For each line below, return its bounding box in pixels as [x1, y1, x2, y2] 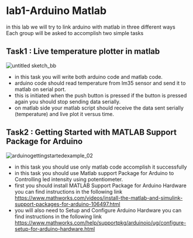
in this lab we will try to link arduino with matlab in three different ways [6, 23, 175, 30]
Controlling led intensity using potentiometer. [14, 176, 123, 183]
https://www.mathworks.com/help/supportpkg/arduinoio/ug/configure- [14, 219, 187, 226]
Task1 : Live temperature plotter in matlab [6, 47, 160, 57]
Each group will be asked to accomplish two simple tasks [6, 29, 144, 36]
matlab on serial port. [14, 86, 66, 93]
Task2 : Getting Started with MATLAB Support [6, 127, 177, 138]
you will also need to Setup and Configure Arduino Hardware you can [14, 206, 182, 213]
